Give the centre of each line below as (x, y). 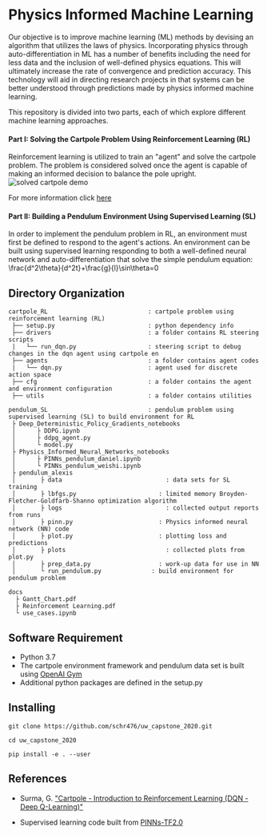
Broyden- (234, 494)
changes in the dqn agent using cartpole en (84, 354)
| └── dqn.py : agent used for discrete (125, 368)
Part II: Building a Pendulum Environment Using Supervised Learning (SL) (132, 216)
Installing (32, 708)
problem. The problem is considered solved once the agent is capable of (128, 165)
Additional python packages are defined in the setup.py (111, 682)
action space (30, 375)
